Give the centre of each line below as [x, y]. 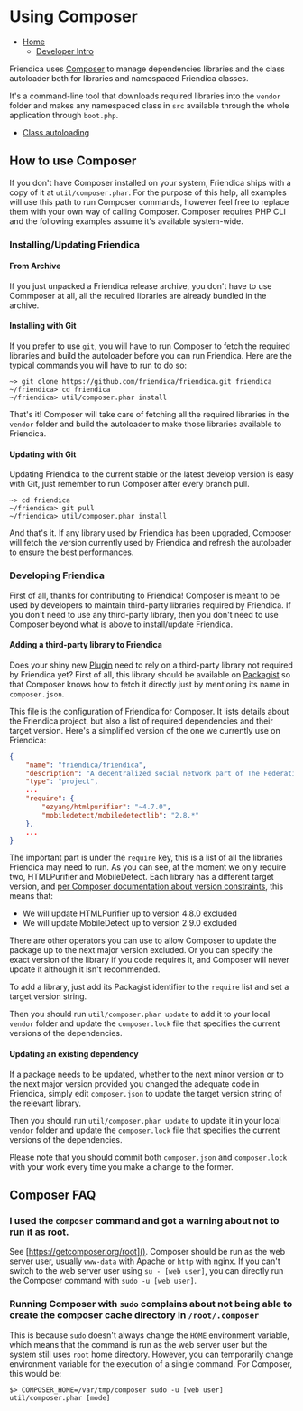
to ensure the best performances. [72, 552]
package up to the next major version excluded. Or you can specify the [141, 950]
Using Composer [73, 17]
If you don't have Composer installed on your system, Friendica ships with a [150, 182]
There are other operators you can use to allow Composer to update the [143, 940]
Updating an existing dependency [74, 1054]
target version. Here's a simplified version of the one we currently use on [145, 730]
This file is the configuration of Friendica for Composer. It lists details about [149, 711]
